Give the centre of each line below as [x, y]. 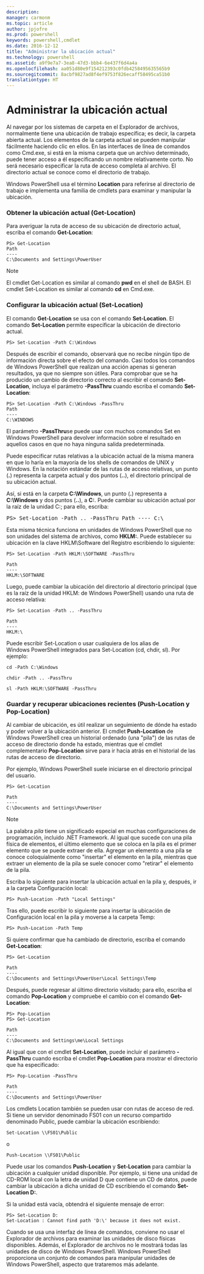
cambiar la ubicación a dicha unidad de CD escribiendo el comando [91, 1186]
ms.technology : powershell [40, 57]
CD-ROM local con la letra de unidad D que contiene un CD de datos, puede [102, 1179]
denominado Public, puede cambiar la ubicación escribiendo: [83, 1121]
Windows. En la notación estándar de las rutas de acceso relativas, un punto [102, 469]
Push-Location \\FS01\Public [43, 1155]
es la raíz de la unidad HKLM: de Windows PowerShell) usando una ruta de [100, 593]
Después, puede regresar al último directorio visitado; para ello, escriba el [99, 989]
